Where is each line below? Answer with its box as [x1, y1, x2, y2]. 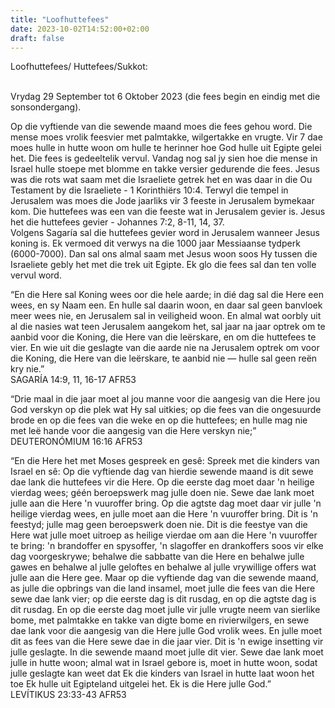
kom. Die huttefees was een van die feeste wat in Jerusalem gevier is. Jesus [10, 206, 326, 218]
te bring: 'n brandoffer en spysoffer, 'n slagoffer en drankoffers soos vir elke [10, 540, 324, 552]
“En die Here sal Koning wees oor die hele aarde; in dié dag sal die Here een [10, 289, 324, 301]
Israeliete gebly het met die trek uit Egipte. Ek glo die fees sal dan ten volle [10, 259, 317, 271]
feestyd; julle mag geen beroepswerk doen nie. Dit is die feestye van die [10, 519, 308, 531]
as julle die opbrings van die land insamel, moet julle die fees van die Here [10, 582, 316, 595]
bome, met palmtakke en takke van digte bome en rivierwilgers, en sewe [10, 614, 310, 626]
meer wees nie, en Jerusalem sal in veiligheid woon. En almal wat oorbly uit [10, 310, 322, 322]
